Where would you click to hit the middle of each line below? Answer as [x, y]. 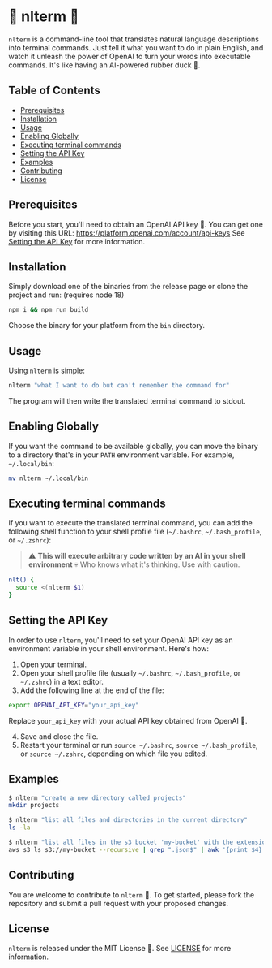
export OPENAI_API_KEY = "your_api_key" [74, 705]
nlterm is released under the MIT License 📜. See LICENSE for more [120, 949]
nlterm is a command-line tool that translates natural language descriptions [134, 39]
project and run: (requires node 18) [66, 295]
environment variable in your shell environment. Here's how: [108, 648]
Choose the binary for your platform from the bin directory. [106, 326]
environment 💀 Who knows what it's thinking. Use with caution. [134, 564]
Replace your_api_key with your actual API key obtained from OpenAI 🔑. [128, 720]
